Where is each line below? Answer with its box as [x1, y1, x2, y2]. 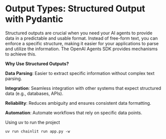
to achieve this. [5, 51, 36, 57]
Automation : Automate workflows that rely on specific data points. [5, 110, 143, 116]
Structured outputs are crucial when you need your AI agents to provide [5, 30, 153, 36]
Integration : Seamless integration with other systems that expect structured [5, 85, 162, 91]
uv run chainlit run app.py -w [5, 129, 70, 134]
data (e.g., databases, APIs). [5, 90, 63, 96]
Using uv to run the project [5, 119, 60, 125]
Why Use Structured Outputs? [5, 61, 69, 67]
